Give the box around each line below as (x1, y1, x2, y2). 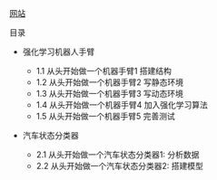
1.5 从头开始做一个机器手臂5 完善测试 (35, 111, 175, 121)
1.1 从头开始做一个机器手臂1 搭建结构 (35, 66, 173, 76)
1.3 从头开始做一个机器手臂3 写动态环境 (35, 89, 184, 99)
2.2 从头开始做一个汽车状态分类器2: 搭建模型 (35, 161, 204, 171)
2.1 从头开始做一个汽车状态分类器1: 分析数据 (35, 149, 200, 160)
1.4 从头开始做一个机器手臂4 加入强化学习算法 (35, 99, 209, 110)
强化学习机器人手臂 (22, 46, 95, 57)
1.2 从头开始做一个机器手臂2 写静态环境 (35, 77, 184, 88)
